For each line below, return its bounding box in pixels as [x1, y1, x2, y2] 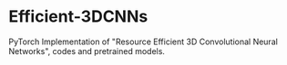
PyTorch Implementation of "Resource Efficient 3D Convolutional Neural [8, 36, 279, 47]
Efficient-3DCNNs [8, 6, 149, 27]
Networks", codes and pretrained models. [8, 45, 166, 56]
